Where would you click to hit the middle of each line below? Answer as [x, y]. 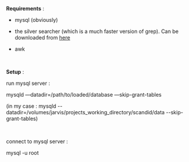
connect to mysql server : [37, 141]
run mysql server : [28, 83]
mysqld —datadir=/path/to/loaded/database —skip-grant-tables [84, 95]
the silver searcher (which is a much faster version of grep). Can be [97, 31]
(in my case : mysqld [31, 106]
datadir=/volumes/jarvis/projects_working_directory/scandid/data [85, 112]
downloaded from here [42, 37]
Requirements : [25, 9]
